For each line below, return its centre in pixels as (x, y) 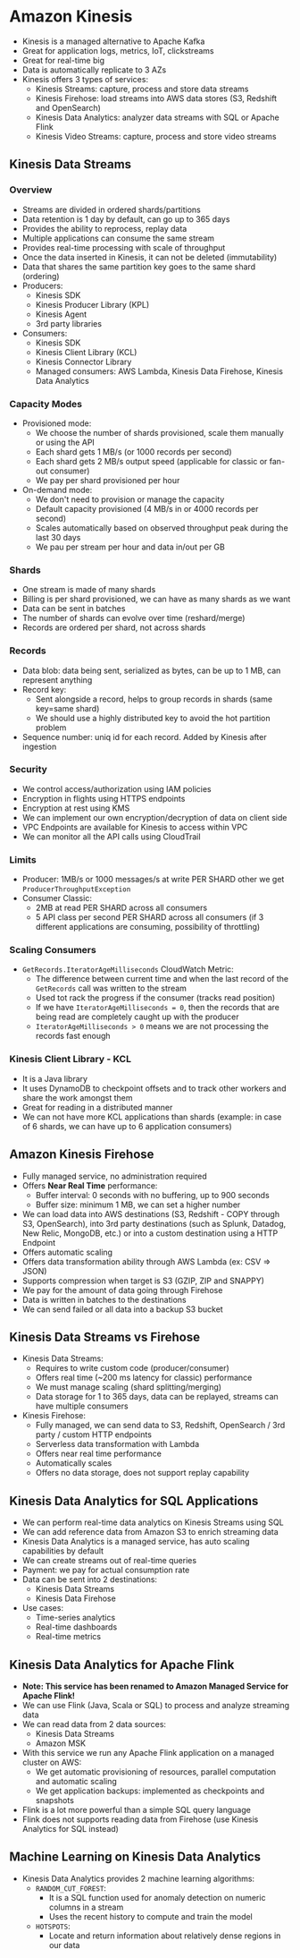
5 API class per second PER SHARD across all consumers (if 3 (150, 917)
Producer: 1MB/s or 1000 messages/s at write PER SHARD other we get (153, 880)
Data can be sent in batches (74, 609)
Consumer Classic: (57, 898)
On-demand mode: (57, 489)
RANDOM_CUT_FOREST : (71, 1888)
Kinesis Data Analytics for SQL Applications (134, 1501)
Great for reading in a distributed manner (97, 1107)
